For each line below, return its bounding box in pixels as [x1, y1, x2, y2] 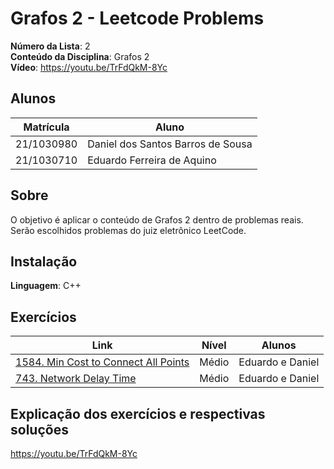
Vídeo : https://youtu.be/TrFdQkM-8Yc [10, 61, 168, 73]
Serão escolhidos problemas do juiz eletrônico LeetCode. [10, 224, 247, 236]
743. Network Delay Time [15, 372, 137, 386]
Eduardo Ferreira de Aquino [87, 153, 217, 167]
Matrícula [23, 120, 70, 134]
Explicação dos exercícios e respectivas [10, 405, 266, 422]
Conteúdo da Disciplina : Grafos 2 [10, 50, 150, 62]
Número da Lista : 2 [10, 40, 91, 52]
